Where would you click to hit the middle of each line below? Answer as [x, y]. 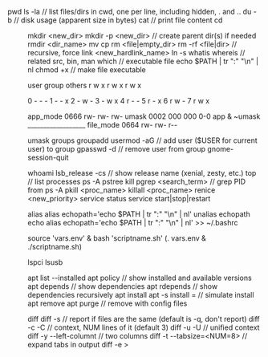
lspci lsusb [45, 262]
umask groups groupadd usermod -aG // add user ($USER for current [142, 140]
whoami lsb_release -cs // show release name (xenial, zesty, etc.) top [142, 173]
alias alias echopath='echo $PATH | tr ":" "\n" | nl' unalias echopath [139, 214]
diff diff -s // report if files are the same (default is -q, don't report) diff [144, 319]
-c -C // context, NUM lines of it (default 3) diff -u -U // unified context [144, 327]
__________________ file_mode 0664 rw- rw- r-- [103, 125]
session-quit [48, 157]
